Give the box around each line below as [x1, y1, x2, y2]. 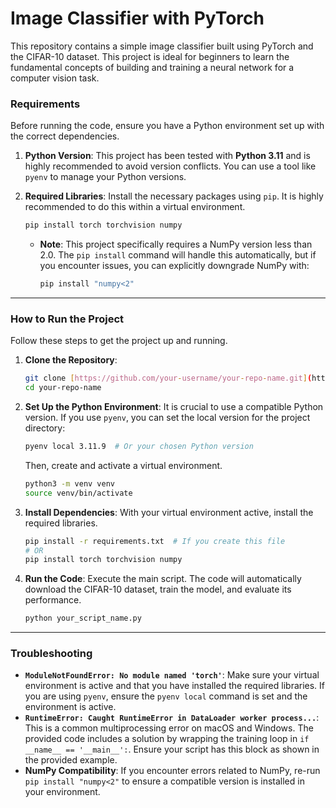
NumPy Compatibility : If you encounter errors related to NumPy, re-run [24, 765, 321, 777]
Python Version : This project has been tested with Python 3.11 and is [24, 150, 311, 162]
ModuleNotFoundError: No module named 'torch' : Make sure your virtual [24, 669, 320, 681]
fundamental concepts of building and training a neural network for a [10, 61, 295, 73]
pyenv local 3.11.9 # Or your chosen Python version [24, 442, 254, 452]
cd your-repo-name [24, 383, 102, 393]
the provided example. [24, 754, 118, 766]
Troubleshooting [10, 647, 93, 661]
